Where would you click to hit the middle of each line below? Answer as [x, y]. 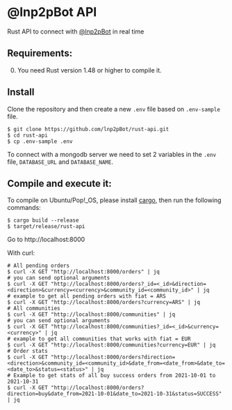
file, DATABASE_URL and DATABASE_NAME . [60, 162]
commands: [24, 208]
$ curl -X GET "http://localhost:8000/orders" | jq [83, 272]
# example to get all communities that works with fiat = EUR [99, 339]
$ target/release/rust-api [46, 227]
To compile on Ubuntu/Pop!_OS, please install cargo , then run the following [114, 200]
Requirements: [40, 53]
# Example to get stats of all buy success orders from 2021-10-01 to [111, 376]
